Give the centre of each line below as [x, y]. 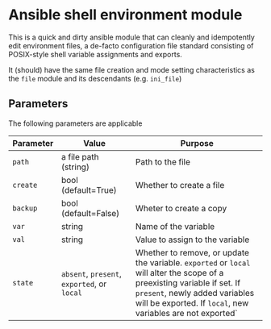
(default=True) [89, 189]
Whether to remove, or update [193, 252]
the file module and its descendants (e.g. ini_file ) [95, 78]
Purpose [197, 143]
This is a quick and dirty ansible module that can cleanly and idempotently [132, 37]
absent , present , [92, 273]
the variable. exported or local [193, 262]
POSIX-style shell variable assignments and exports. [96, 54]
